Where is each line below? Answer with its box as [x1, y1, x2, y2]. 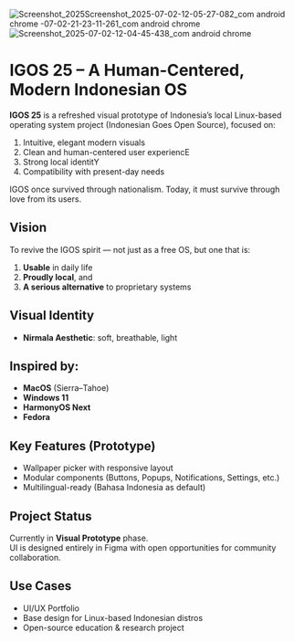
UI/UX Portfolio [22, 603, 80, 614]
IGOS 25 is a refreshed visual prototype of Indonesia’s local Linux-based [9, 110, 282, 121]
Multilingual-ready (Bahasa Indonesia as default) [22, 482, 206, 493]
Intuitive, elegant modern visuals [22, 137, 146, 148]
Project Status [9, 508, 93, 524]
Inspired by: [9, 358, 79, 374]
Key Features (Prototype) [9, 438, 156, 454]
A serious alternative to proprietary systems [22, 281, 192, 292]
